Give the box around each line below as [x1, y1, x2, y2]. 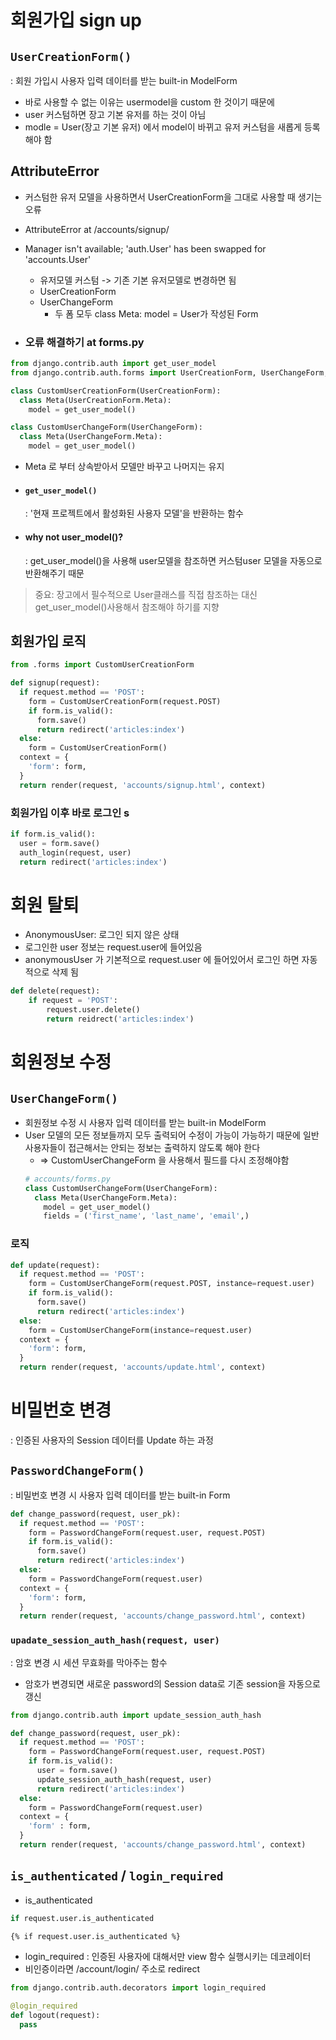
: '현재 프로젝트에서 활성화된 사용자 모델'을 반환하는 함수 [24, 507, 244, 520]
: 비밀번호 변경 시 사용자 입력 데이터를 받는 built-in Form [10, 1489, 231, 1501]
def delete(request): [10, 986, 101, 996]
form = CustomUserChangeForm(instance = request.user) [28, 1325, 253, 1335]
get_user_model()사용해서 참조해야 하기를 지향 [34, 601, 220, 613]
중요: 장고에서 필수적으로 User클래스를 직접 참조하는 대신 [34, 588, 258, 600]
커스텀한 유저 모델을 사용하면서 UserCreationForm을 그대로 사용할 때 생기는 [24, 191, 323, 203]
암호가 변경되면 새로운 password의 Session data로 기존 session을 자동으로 [24, 1677, 321, 1690]
